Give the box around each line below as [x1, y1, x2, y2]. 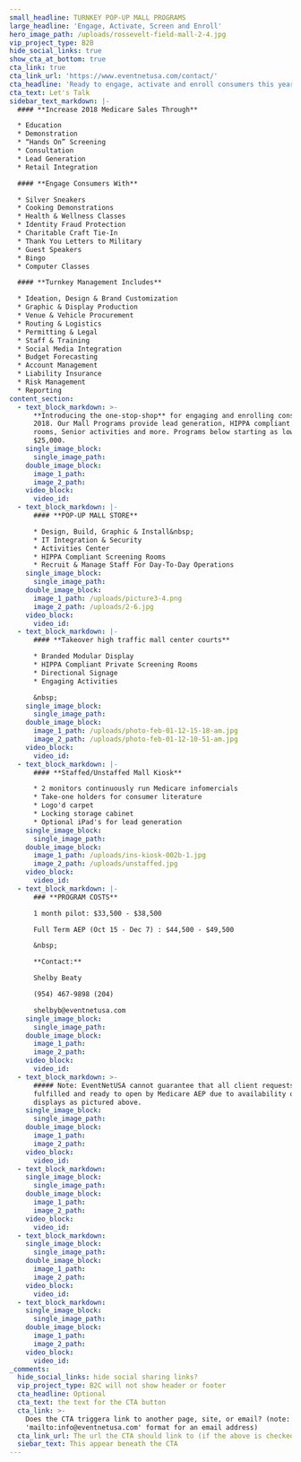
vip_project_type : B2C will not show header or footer [17, 1381, 227, 1390]
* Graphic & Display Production [17, 302, 139, 312]
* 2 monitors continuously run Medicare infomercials [32, 784, 239, 794]
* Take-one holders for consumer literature [32, 793, 202, 802]
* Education [17, 121, 63, 130]
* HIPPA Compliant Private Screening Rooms [32, 660, 199, 669]
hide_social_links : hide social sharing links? [17, 1373, 199, 1382]
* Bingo [17, 253, 47, 263]
